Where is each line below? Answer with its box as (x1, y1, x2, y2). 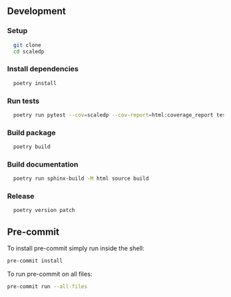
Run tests (7, 96, 40, 106)
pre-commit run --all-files (7, 283, 88, 290)
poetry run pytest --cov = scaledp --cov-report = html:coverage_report (13, 111, 214, 119)
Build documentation (7, 159, 79, 169)
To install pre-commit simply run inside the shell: (7, 244, 144, 252)
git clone (13, 41, 41, 49)
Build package (7, 128, 56, 137)
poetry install (13, 80, 57, 86)
